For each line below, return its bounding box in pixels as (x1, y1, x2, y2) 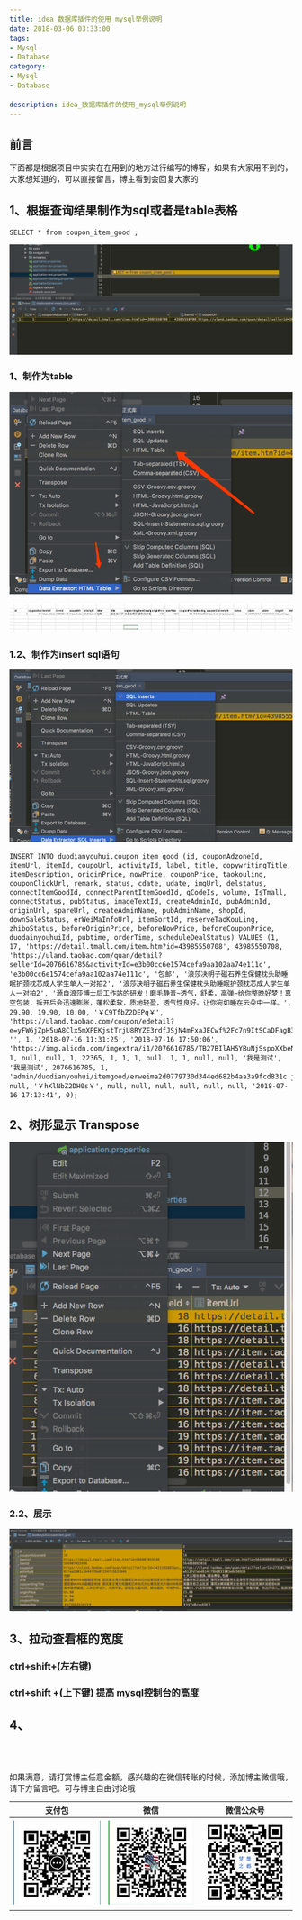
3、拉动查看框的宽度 (9, 1631, 124, 1646)
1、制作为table (9, 370, 74, 383)
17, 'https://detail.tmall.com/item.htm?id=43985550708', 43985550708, (9, 942, 283, 951)
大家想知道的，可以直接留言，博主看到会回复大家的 (9, 174, 199, 185)
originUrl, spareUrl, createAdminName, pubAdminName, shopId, (9, 905, 247, 915)
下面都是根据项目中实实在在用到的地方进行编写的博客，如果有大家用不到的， (9, 162, 293, 173)
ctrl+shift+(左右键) (9, 1661, 92, 1673)
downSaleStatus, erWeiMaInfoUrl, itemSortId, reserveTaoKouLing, (9, 915, 259, 924)
